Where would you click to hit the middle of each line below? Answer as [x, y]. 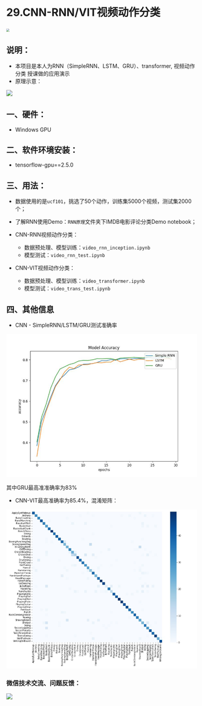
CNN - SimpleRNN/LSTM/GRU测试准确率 [66, 325]
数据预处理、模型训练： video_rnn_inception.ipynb [87, 248]
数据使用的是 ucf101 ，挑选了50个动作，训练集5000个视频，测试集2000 [103, 201]
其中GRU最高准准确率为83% [42, 488]
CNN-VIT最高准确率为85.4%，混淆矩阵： [66, 500]
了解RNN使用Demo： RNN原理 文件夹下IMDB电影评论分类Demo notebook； [106, 222]
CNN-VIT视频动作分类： [45, 268]
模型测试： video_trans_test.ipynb [67, 288]
